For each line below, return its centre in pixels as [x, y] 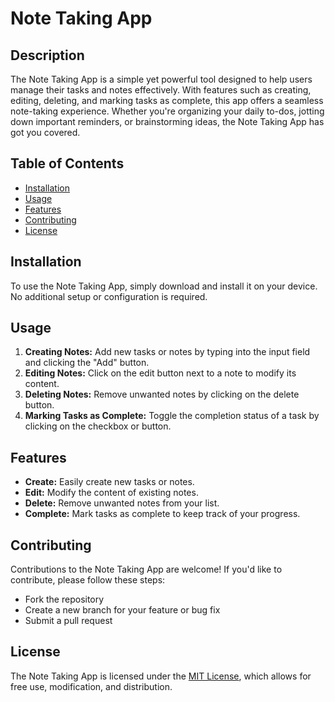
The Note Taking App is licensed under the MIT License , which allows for [161, 676]
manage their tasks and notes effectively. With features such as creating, [161, 90]
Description [47, 55]
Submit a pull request [68, 621]
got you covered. [45, 132]
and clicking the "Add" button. [87, 363]
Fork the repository [64, 599]
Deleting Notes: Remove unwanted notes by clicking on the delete [162, 394]
